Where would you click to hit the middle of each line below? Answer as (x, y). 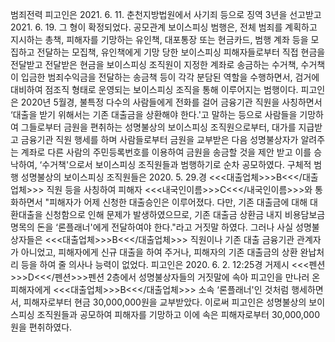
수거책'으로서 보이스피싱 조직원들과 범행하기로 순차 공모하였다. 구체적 (176, 164)
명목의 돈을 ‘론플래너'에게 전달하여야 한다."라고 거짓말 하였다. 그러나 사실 (152, 227)
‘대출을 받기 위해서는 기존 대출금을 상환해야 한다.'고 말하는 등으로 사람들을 (154, 114)
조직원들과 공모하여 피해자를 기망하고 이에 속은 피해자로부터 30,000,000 (178, 314)
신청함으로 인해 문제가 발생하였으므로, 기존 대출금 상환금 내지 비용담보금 (185, 214)
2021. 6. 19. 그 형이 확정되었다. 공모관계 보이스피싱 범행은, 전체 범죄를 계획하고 (164, 27)
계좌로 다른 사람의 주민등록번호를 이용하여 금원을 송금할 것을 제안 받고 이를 (166, 152)
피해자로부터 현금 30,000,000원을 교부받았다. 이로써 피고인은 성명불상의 (165, 302)
